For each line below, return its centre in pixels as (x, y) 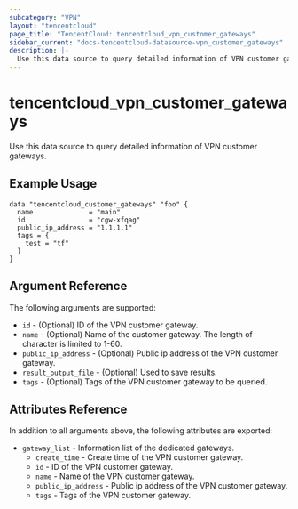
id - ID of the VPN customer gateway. (104, 467)
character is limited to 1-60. (72, 343)
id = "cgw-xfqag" (79, 220)
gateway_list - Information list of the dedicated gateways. (128, 448)
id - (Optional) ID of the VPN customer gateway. (110, 325)
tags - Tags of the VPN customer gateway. (113, 496)
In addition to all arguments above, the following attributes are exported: (141, 431)
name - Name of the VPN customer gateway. (115, 476)
